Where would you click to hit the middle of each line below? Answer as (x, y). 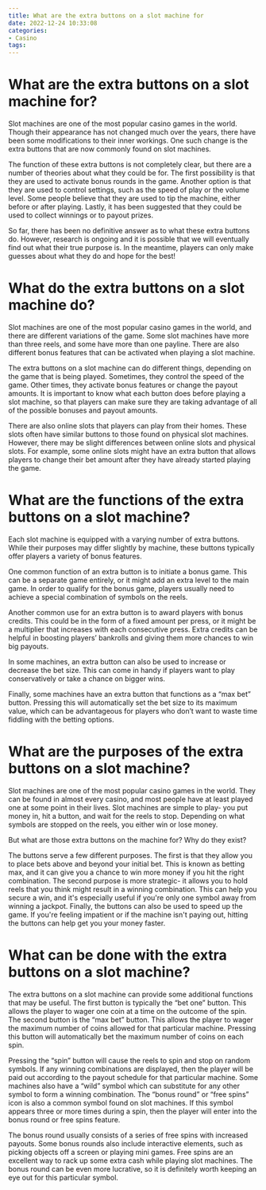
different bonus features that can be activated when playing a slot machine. (132, 352)
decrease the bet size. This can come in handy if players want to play (122, 670)
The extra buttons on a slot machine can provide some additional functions (131, 994)
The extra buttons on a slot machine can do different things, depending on (130, 368)
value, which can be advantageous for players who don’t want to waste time (133, 710)
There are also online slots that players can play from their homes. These (128, 426)
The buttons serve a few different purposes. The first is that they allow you (130, 855)
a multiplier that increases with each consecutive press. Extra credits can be (133, 629)
